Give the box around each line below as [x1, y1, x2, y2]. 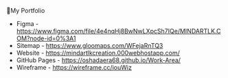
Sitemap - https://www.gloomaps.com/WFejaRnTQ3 [16, 42, 163, 49]
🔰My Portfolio [6, 7, 45, 14]
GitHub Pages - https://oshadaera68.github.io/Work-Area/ [16, 56, 181, 64]
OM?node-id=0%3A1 [16, 34, 76, 42]
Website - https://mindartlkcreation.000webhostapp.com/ [16, 49, 180, 57]
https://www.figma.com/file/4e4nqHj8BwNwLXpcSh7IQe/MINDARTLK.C [16, 27, 221, 35]
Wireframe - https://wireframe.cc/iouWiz [16, 64, 132, 71]
